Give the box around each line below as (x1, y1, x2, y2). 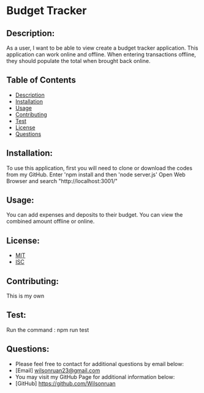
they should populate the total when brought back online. (6, 58, 151, 64)
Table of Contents (6, 75, 77, 86)
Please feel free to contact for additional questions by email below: (15, 360, 184, 367)
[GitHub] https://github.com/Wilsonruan (15, 380, 116, 387)
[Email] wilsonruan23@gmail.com (15, 367, 100, 374)
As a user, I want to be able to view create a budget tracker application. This (6, 44, 198, 51)
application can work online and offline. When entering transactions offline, (6, 51, 196, 58)
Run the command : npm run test (6, 326, 89, 334)
